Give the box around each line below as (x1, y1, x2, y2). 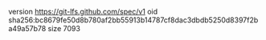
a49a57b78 (8, 24, 47, 33)
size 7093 (47, 24, 80, 33)
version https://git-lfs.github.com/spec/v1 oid (8, 7, 158, 16)
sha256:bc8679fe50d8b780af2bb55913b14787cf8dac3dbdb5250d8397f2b (8, 15, 259, 25)
